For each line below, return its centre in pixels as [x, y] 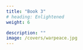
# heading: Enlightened [35, 17]
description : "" [26, 33]
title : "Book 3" [26, 11]
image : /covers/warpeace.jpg [42, 38]
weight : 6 [18, 22]
